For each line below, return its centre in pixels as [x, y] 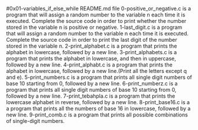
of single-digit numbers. [35, 121]
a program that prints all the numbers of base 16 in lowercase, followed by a [98, 109]
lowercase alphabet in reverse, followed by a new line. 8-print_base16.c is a [98, 102]
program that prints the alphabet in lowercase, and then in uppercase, [91, 59]
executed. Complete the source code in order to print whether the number [96, 21]
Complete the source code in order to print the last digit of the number [92, 40]
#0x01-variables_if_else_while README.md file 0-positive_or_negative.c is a [98, 9]
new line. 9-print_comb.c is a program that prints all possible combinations [97, 115]
